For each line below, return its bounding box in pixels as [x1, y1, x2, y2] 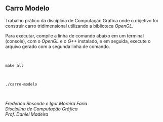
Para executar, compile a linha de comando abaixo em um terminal [5, 32, 144, 38]
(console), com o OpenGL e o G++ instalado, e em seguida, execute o [5, 38, 151, 44]
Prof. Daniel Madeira [5, 111, 49, 117]
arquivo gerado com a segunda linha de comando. [5, 43, 110, 50]
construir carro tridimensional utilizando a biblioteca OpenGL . [5, 23, 134, 29]
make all [5, 63, 24, 68]
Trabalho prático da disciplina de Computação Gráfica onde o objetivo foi [5, 17, 158, 23]
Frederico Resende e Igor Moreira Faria [5, 100, 88, 106]
